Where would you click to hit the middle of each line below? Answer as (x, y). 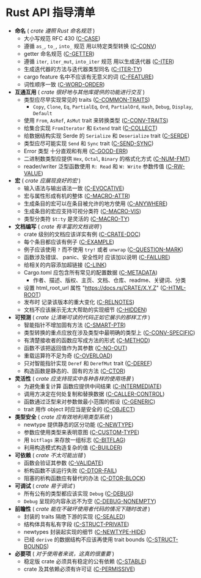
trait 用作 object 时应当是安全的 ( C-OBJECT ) (79, 409)
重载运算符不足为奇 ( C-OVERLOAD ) (68, 356)
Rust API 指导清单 (50, 13)
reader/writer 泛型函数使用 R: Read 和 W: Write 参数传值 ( (96, 166)
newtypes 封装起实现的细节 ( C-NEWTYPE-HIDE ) (85, 531)
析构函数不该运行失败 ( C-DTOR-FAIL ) (70, 470)
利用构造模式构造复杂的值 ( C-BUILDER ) (73, 447)
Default (42, 113)
